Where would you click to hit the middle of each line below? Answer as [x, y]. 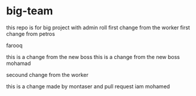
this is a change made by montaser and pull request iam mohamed [88, 86]
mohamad [19, 63]
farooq [14, 45]
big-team [30, 11]
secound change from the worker [47, 75]
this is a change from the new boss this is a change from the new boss [93, 57]
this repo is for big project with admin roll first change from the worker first [98, 27]
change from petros [31, 33]
